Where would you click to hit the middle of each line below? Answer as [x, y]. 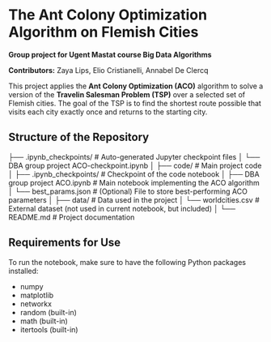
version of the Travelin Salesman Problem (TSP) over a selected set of [127, 94]
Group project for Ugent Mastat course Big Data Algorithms [110, 54]
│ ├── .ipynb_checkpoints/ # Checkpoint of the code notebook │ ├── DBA [134, 174]
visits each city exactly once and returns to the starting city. [108, 112]
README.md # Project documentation [72, 217]
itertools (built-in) [49, 329]
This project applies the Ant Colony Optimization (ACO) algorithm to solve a [136, 86]
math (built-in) [44, 321]
